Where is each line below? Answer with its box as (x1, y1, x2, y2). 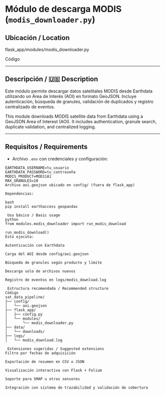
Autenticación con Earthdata (5, 243, 65, 248)
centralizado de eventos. (5, 103, 55, 109)
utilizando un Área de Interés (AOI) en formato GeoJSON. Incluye (5, 93, 137, 99)
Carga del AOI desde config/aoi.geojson (5, 251, 89, 257)
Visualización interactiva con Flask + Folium (5, 368, 102, 373)
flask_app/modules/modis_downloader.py (5, 47, 89, 52)
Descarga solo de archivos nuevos (5, 268, 76, 274)
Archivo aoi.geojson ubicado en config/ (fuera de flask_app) (5, 182, 135, 188)
